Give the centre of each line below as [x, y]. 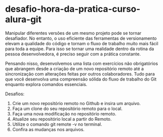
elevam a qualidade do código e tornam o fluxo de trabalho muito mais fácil [82, 43]
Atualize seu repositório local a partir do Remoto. [62, 119]
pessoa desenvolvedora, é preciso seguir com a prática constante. [73, 54]
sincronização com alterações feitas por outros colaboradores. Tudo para [80, 74]
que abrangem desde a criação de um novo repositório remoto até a [75, 68]
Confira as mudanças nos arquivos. [48, 129]
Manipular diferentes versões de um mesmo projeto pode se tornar [73, 33]
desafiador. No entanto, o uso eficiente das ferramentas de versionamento [81, 38]
